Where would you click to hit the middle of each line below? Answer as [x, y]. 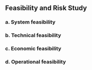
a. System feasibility [30, 22]
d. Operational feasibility [36, 62]
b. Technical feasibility [33, 35]
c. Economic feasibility [33, 49]
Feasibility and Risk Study [46, 8]
